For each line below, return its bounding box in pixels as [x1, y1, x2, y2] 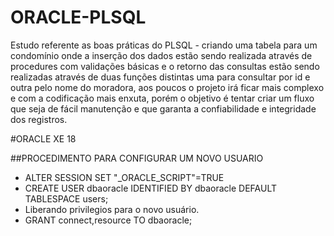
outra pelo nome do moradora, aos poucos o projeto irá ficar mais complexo [10, 81, 325, 93]
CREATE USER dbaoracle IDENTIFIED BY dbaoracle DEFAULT [24, 182, 278, 194]
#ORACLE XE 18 [10, 132, 77, 145]
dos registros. [10, 113, 68, 125]
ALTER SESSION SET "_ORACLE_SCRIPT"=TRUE [24, 171, 225, 183]
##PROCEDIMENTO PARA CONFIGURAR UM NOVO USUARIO [10, 152, 264, 164]
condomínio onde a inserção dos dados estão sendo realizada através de [10, 49, 313, 61]
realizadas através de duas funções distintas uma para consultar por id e [10, 71, 311, 83]
